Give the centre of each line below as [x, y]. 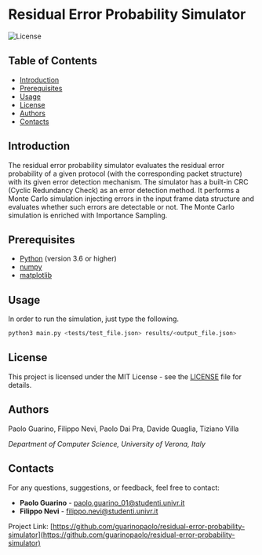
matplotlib [36, 276]
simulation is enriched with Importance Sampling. [88, 215]
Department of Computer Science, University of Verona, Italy [107, 444]
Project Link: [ [31, 526]
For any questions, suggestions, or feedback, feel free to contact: [114, 487]
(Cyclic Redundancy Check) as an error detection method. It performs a [124, 190]
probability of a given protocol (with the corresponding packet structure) [126, 173]
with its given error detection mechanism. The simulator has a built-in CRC [128, 181]
